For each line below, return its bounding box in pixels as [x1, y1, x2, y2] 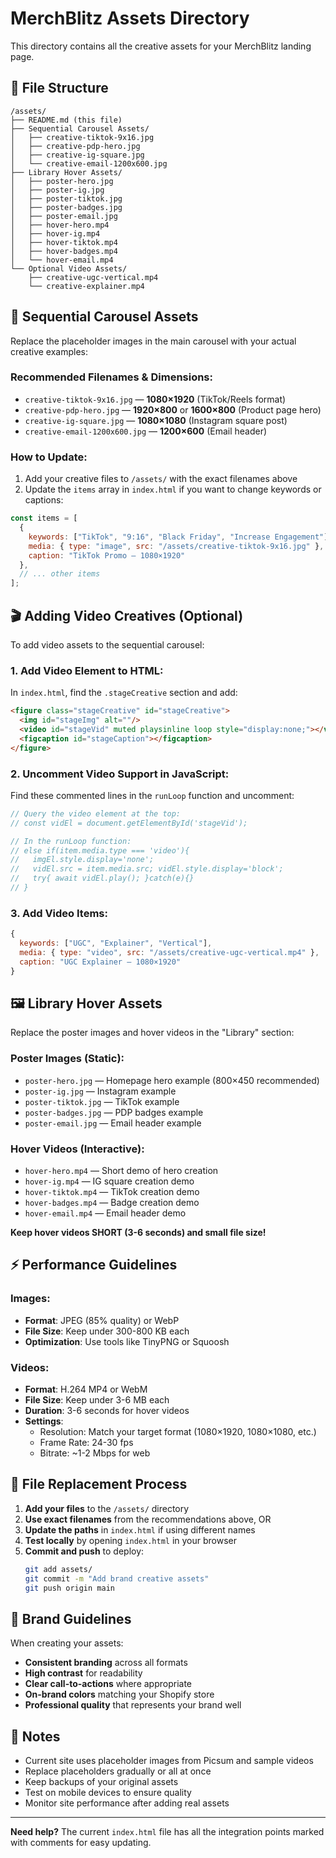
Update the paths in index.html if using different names [24, 1523, 256, 1536]
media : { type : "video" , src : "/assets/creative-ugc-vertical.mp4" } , [19, 947, 320, 957]
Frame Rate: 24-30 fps [39, 1437, 134, 1448]
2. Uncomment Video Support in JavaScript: [10, 767, 230, 781]
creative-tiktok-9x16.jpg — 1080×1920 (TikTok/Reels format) [24, 393, 287, 405]
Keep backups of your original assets [24, 1776, 179, 1788]
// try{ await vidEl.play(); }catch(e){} [10, 873, 195, 884]
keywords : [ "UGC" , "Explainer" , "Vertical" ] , [19, 938, 213, 949]
